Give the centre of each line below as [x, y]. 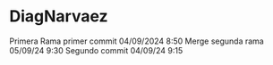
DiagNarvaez [59, 16]
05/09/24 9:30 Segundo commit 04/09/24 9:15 [96, 50]
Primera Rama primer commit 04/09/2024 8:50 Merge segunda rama [136, 41]
